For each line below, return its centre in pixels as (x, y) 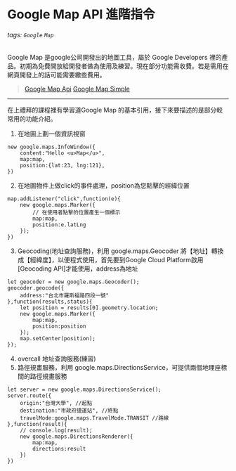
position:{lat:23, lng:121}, (63, 166)
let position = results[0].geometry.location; (89, 308)
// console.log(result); (56, 431)
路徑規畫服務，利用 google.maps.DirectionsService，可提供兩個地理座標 (122, 368)
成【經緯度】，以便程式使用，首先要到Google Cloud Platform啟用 (110, 260)
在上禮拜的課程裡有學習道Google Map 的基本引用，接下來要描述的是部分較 (115, 110)
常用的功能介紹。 (32, 119)
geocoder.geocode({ (36, 288)
